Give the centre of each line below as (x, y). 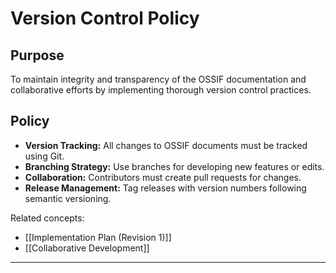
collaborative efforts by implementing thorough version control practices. (161, 90)
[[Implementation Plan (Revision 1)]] (98, 237)
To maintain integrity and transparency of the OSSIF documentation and (158, 79)
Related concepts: (47, 218)
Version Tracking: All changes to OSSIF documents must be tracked (166, 145)
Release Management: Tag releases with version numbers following (165, 188)
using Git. (44, 156)
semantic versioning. (68, 198)
